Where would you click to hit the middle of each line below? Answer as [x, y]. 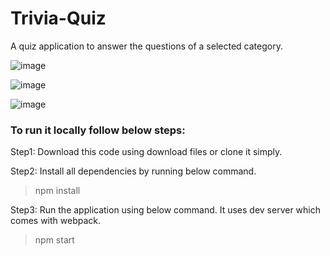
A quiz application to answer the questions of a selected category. [146, 46]
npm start [54, 240]
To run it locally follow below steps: [98, 130]
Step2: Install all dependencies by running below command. [133, 171]
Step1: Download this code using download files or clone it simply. [146, 152]
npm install [57, 191]
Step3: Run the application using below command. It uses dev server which [166, 210]
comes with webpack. [56, 221]
